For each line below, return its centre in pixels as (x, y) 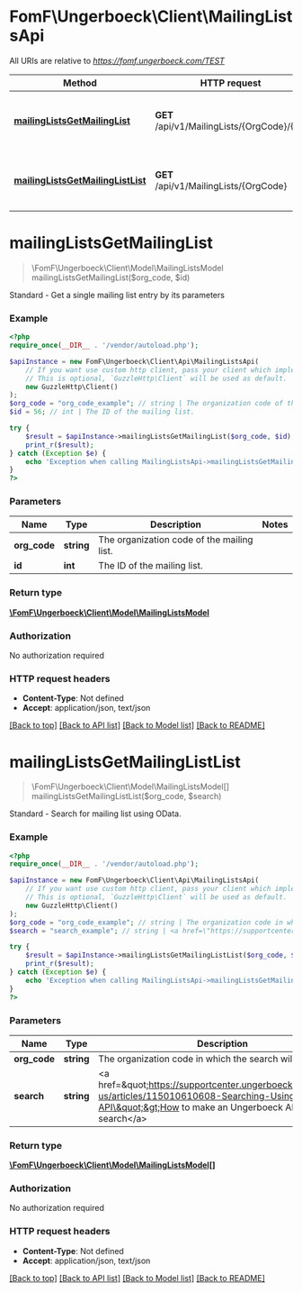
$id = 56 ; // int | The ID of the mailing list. (102, 412)
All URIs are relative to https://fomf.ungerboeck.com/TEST (117, 60)
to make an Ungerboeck (232, 1107)
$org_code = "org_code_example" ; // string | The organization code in (146, 922)
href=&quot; (124, 1085)
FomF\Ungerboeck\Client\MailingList (151, 17)
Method (80, 83)
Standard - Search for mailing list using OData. (95, 814)
